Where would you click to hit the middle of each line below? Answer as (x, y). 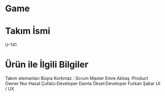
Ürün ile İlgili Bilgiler (47, 65)
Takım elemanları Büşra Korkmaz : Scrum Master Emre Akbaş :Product (77, 78)
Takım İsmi (28, 31)
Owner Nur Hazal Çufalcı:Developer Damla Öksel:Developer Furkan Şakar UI (83, 84)
